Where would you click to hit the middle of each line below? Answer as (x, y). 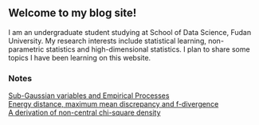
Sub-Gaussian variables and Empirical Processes (89, 96)
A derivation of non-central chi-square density (84, 113)
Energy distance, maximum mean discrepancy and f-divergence (114, 104)
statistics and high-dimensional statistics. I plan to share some (148, 49)
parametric (26, 49)
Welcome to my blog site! (73, 13)
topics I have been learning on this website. (80, 57)
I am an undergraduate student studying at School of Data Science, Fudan (130, 32)
